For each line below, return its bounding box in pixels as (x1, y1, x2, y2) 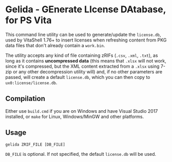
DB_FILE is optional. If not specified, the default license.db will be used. (5, 151, 157, 157)
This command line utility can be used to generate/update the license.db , (5, 31, 161, 37)
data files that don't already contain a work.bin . (5, 42, 105, 48)
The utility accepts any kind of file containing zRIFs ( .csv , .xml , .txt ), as (5, 52, 158, 58)
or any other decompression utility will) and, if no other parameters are (12, 68, 163, 75)
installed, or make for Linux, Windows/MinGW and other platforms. (5, 113, 144, 119)
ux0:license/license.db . (5, 79, 58, 86)
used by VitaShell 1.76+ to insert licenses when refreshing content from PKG (5, 37, 167, 43)
